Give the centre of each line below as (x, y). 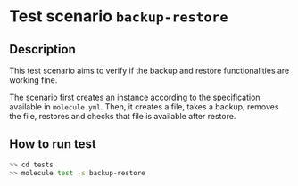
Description (42, 49)
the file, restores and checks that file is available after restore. (123, 116)
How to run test (53, 144)
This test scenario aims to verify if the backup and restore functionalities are (149, 70)
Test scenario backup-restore (119, 16)
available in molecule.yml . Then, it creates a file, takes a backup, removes (144, 107)
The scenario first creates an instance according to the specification (135, 97)
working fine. (33, 80)
